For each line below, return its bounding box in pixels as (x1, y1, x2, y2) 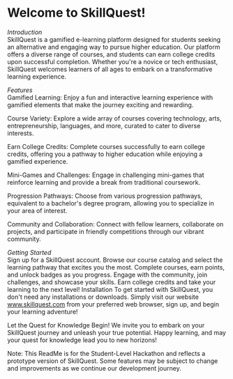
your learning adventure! (7, 307, 78, 316)
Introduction (7, 28, 43, 36)
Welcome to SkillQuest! (7, 5, 146, 21)
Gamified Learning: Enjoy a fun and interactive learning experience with (7, 93, 213, 102)
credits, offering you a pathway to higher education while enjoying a (7, 150, 203, 158)
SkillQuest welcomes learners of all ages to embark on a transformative (7, 65, 213, 73)
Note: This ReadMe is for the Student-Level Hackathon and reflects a (7, 349, 206, 357)
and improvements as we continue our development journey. (7, 364, 181, 372)
